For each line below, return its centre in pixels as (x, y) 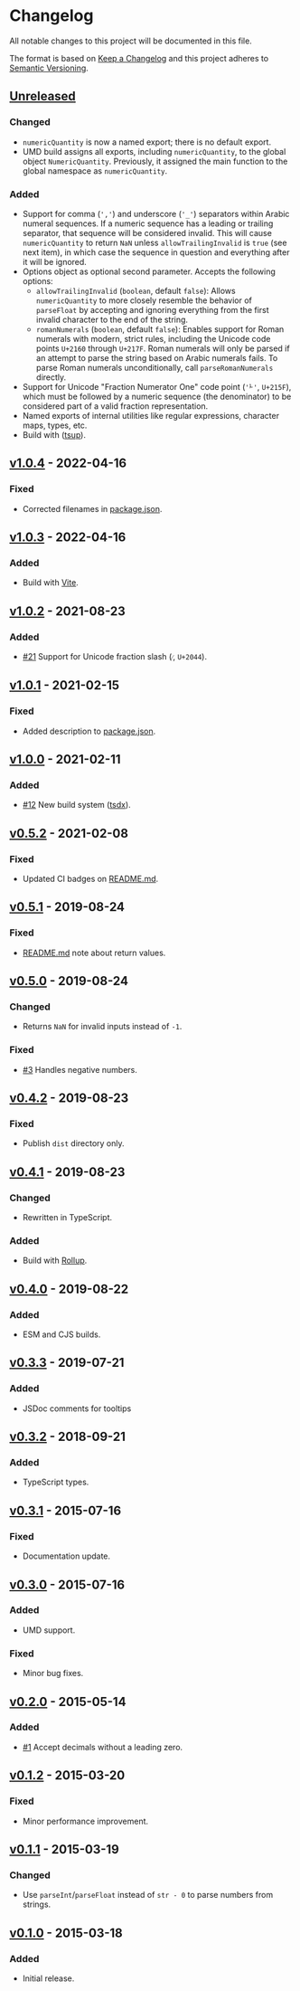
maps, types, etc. (55, 425)
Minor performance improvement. (85, 1821)
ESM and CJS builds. (61, 1334)
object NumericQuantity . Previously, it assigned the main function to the (155, 161)
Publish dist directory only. (73, 1143)
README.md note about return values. (94, 953)
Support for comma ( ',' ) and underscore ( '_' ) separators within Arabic (156, 213)
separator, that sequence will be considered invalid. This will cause (147, 232)
